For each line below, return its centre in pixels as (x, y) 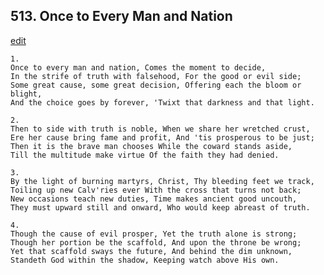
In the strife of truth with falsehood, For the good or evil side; (156, 76)
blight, (26, 94)
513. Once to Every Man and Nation (121, 16)
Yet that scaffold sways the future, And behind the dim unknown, (151, 251)
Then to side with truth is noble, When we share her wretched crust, (160, 129)
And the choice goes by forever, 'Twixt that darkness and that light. (162, 102)
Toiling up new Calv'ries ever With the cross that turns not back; (156, 190)
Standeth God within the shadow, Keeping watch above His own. (145, 260)
